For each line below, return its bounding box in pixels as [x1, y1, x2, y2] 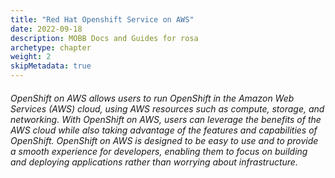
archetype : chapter [10, 42, 92, 53]
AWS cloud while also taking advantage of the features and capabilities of [10, 124, 318, 136]
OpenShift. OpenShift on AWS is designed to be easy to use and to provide [10, 134, 319, 146]
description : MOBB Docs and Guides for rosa [10, 33, 199, 43]
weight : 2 [10, 52, 52, 62]
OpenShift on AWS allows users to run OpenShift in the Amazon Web [10, 92, 295, 104]
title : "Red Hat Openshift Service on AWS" [10, 14, 195, 25]
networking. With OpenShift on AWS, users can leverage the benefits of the [10, 113, 322, 125]
